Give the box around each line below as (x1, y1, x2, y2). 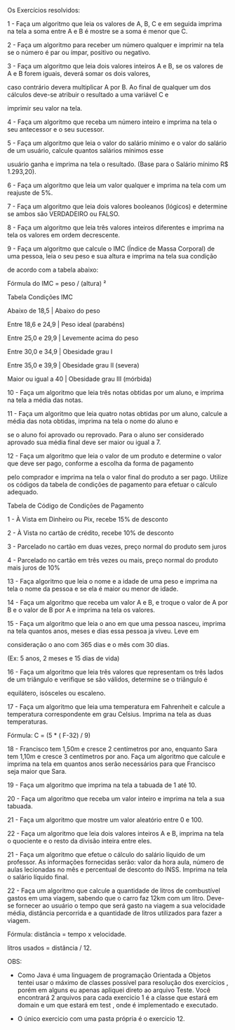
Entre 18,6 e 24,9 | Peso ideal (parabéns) (7, 320, 125, 328)
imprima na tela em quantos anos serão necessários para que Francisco (7, 760, 216, 768)
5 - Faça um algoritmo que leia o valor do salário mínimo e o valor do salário (7, 139, 227, 147)
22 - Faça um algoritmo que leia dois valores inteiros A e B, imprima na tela (7, 829, 224, 837)
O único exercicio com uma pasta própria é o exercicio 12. (17, 1015, 185, 1023)
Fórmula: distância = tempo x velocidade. (7, 930, 127, 938)
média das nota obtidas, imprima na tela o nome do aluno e (7, 417, 179, 425)
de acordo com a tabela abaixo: (7, 265, 99, 274)
